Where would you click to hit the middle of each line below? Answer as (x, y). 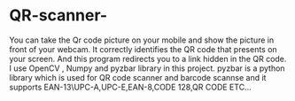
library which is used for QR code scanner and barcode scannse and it (138, 77)
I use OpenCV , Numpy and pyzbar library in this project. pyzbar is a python (147, 68)
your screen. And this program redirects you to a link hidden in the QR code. (148, 58)
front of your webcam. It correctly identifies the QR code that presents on (143, 49)
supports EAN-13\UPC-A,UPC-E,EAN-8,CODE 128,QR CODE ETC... (130, 87)
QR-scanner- (58, 16)
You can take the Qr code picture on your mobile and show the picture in (142, 40)
